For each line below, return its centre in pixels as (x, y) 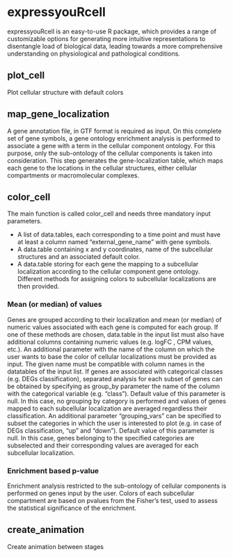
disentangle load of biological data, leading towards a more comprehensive (115, 46)
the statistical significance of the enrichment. (72, 508)
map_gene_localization (58, 114)
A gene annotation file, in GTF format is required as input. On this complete (114, 131)
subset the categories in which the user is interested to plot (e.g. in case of (114, 423)
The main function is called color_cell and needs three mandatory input (109, 214)
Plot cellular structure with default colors (65, 92)
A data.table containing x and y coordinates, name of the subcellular (115, 249)
